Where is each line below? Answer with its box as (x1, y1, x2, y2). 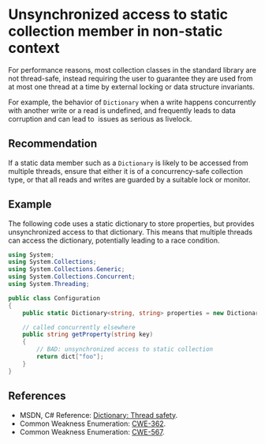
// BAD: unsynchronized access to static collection (36, 345, 214, 353)
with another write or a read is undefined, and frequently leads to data (8, 105, 237, 115)
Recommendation (8, 137, 97, 151)
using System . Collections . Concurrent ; (8, 273, 136, 281)
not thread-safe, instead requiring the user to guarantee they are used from (8, 73, 253, 83)
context (8, 40, 61, 57)
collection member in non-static (8, 22, 223, 40)
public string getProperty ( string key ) (22, 330, 154, 339)
